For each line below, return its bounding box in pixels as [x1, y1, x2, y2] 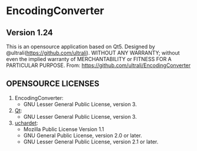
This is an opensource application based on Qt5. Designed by [6, 43, 155, 50]
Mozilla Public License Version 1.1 [23, 125, 104, 133]
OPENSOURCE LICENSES [6, 79, 100, 89]
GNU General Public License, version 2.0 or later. [23, 132, 142, 139]
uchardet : [14, 119, 38, 126]
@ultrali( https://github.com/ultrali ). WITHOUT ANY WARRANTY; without [6, 49, 181, 56]
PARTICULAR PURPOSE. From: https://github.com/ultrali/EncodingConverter [6, 62, 191, 69]
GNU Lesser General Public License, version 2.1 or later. [23, 138, 159, 145]
